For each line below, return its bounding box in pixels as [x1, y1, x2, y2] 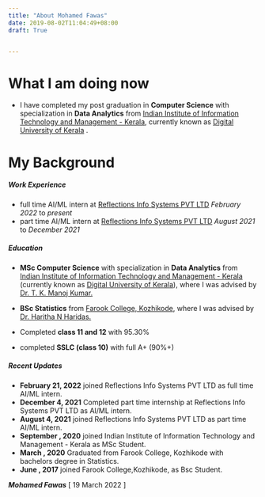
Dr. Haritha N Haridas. [19, 312, 92, 321]
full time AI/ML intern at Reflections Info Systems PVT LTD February [19, 199, 241, 210]
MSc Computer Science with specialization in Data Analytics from [19, 263, 239, 273]
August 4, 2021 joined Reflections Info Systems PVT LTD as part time [19, 415, 247, 424]
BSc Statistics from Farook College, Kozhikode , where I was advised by [19, 304, 255, 313]
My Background [8, 154, 115, 171]
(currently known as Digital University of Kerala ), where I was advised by [19, 280, 257, 290]
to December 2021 [19, 225, 81, 234]
